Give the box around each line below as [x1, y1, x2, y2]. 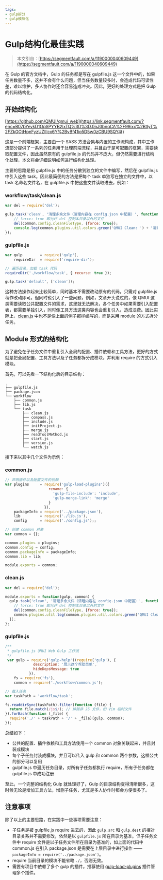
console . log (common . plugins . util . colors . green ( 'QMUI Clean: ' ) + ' [14, 225, 153, 230]
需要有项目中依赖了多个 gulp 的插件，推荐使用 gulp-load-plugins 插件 [12, 863, 151, 869]
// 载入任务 [5, 689, 27, 694]
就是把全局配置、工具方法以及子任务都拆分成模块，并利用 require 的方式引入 [5, 355, 158, 361]
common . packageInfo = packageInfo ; [5, 549, 77, 555]
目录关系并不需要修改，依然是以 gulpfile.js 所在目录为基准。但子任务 [12, 833, 154, 839]
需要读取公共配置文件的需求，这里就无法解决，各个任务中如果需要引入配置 [9, 301, 158, 307]
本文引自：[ [16, 56, 40, 61]
